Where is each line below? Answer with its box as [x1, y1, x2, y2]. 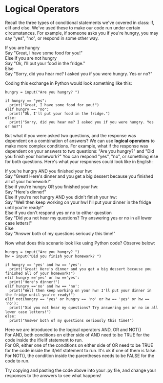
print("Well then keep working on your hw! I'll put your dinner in [9, 288, 152, 293]
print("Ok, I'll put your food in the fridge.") [9, 111, 110, 116]
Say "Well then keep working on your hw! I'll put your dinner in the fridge [5, 199, 151, 205]
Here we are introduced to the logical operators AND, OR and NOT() [5, 327, 142, 333]
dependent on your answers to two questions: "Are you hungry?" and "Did [5, 148, 155, 154]
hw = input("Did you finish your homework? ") [5, 254, 102, 259]
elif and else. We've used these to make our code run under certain [5, 24, 141, 30]
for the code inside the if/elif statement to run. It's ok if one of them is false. [5, 347, 157, 353]
